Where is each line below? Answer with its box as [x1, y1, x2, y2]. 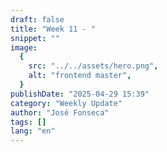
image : [10, 42, 38, 53]
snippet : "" [10, 33, 60, 43]
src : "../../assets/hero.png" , [28, 61, 159, 71]
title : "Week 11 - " [10, 24, 97, 34]
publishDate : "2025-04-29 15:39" [10, 89, 150, 99]
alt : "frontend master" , [28, 71, 132, 81]
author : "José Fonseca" [10, 107, 110, 118]
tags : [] [10, 117, 47, 127]
